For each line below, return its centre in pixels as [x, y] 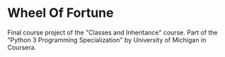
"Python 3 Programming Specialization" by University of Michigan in [107, 39]
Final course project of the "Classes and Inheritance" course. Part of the [112, 32]
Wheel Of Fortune [60, 13]
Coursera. [22, 47]
